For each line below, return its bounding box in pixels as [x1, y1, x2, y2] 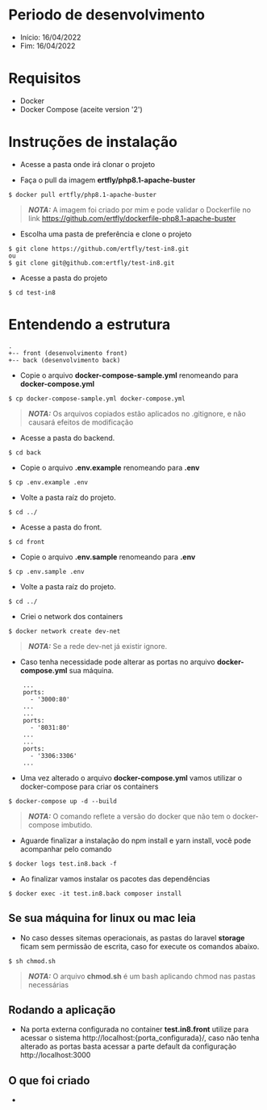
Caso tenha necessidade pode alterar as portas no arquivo [19, 656, 215, 667]
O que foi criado [8, 1074, 90, 1087]
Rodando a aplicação [8, 1003, 116, 1016]
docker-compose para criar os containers [19, 781, 159, 791]
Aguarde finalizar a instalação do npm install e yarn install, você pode [19, 836, 252, 845]
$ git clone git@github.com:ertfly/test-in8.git [8, 258, 175, 267]
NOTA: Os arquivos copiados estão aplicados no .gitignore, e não [27, 408, 246, 418]
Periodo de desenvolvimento [8, 6, 206, 24]
